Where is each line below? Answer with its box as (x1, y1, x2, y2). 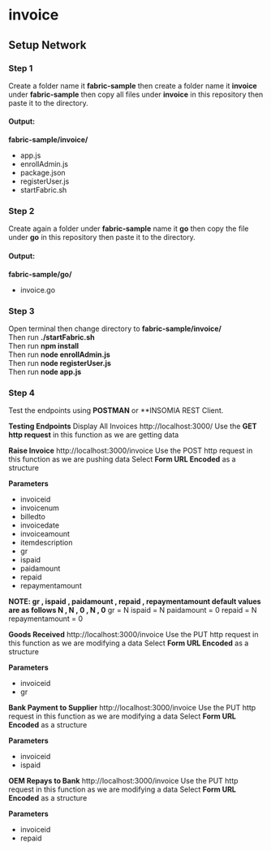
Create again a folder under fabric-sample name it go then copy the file (8, 224, 249, 233)
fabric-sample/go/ (8, 269, 72, 279)
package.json (19, 168, 67, 178)
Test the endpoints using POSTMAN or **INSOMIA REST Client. (8, 406, 224, 415)
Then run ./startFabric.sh (8, 332, 95, 342)
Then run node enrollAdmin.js (8, 350, 111, 359)
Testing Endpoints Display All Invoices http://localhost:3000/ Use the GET (8, 421, 257, 432)
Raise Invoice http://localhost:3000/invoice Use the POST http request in (8, 445, 253, 456)
